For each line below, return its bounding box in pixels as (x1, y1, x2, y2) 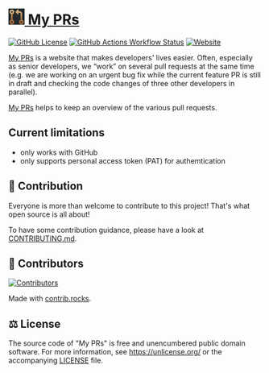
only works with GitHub (19, 147, 98, 157)
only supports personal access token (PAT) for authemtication (19, 155, 226, 165)
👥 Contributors (8, 256, 85, 270)
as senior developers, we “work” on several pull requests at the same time (8, 61, 255, 71)
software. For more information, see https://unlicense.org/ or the (8, 347, 223, 357)
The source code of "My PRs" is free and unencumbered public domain (8, 338, 246, 348)
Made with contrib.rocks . (8, 294, 92, 304)
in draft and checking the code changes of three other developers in (8, 78, 235, 88)
